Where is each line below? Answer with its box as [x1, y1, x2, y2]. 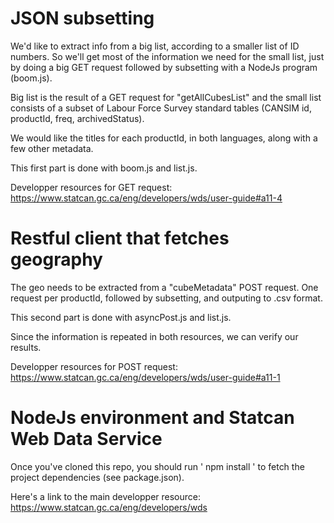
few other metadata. [10, 142, 94, 154]
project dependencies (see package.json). [10, 471, 185, 483]
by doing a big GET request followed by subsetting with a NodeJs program [10, 61, 318, 73]
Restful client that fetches [10, 227, 230, 250]
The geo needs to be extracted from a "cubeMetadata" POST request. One [10, 281, 319, 293]
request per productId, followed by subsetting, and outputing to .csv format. [10, 292, 323, 304]
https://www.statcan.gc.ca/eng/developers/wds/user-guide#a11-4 [10, 192, 283, 204]
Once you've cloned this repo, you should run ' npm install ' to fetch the [10, 460, 305, 472]
